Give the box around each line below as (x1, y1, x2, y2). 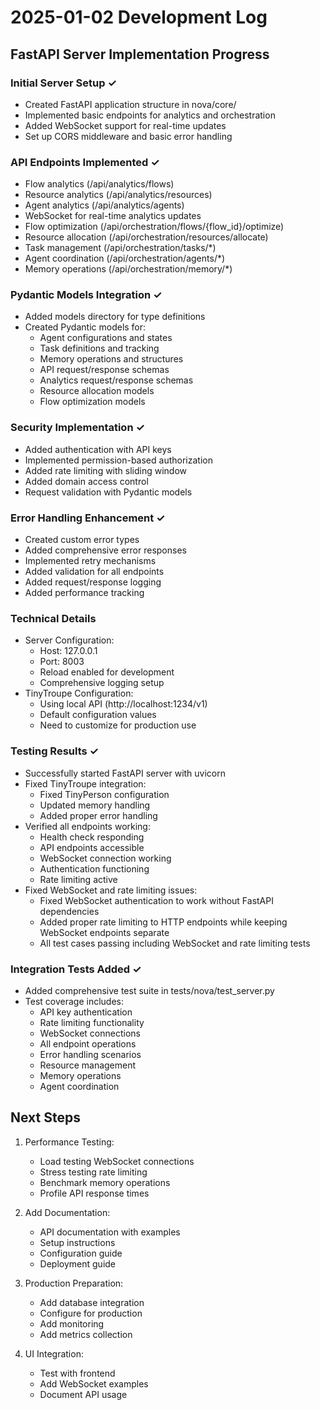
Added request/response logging (24, 576, 162, 588)
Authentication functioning (39, 862, 150, 875)
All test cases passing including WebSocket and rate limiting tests (39, 937, 311, 949)
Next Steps (10, 1109, 81, 1126)
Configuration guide (39, 1247, 123, 1259)
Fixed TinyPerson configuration (39, 788, 170, 800)
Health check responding (39, 831, 145, 843)
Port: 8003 (39, 656, 85, 668)
